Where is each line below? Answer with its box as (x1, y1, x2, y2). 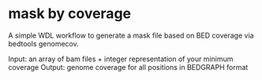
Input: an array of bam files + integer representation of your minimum (8, 54, 234, 64)
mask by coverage (8, 5, 132, 23)
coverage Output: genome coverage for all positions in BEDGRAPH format (8, 62, 249, 71)
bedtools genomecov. (8, 38, 79, 48)
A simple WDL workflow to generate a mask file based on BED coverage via (8, 31, 254, 40)
